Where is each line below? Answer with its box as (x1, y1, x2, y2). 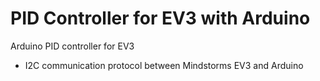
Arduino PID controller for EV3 (10, 40, 135, 52)
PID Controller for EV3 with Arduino (10, 7, 311, 30)
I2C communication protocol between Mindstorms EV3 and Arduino (24, 59, 304, 71)
